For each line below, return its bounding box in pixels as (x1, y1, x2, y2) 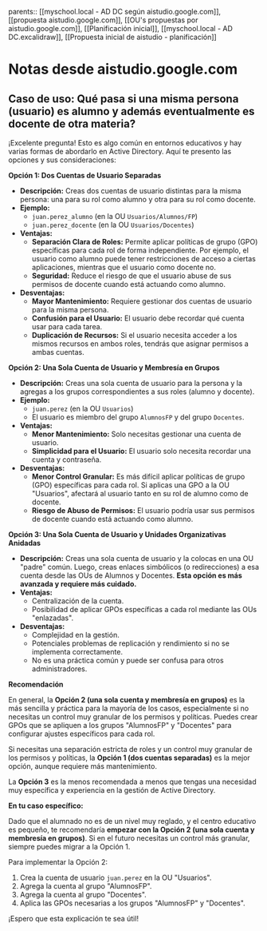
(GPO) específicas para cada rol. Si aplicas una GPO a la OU (31, 480, 230, 490)
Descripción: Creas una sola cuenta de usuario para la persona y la (19, 379, 243, 388)
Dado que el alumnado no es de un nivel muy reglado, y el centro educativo (8, 817, 257, 826)
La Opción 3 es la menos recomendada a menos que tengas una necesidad (8, 777, 257, 786)
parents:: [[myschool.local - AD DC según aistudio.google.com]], (8, 7, 222, 16)
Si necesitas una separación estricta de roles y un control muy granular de (8, 745, 253, 754)
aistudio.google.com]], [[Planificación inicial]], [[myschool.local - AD (8, 24, 234, 33)
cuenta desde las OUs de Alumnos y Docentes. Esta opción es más (19, 571, 243, 580)
